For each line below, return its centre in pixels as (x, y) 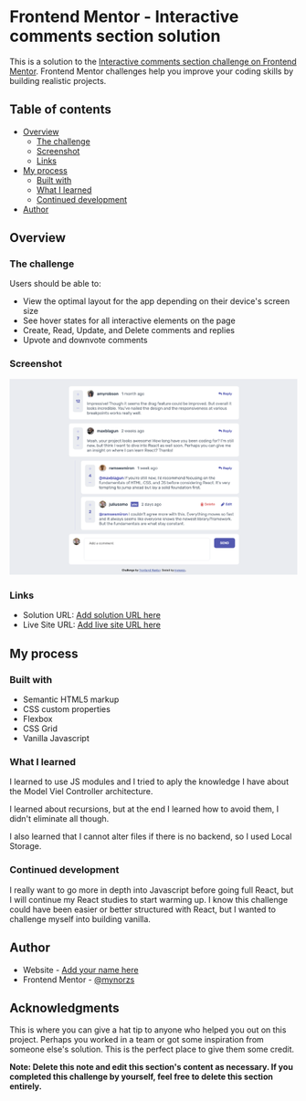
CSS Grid (40, 729)
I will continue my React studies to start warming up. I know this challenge (149, 899)
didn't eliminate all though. (59, 819)
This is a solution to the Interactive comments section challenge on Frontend (153, 61)
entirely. (26, 1086)
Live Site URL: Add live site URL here (92, 625)
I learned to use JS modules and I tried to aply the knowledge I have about (149, 781)
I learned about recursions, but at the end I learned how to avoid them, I (144, 809)
